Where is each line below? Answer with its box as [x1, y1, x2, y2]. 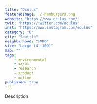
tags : [5, 52, 16, 58]
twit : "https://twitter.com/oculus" [5, 21, 79, 26]
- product [14, 71, 34, 76]
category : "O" [5, 30, 34, 35]
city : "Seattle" [5, 35, 38, 40]
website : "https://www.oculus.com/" [5, 16, 79, 21]
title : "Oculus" [5, 7, 38, 12]
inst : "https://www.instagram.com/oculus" [5, 25, 93, 30]
